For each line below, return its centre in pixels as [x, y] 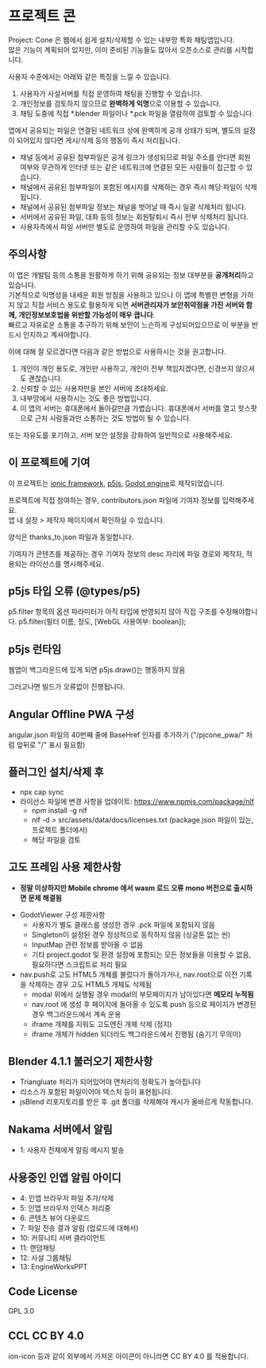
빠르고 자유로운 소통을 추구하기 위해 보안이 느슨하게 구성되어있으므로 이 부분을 [129, 325]
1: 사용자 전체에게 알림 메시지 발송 [72, 1150]
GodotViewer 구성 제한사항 [62, 915]
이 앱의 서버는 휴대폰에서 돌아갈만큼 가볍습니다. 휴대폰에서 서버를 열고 [128, 408]
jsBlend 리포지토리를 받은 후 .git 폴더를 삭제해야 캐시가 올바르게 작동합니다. [136, 1102]
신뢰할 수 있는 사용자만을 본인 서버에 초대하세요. [94, 388]
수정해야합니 [238, 612]
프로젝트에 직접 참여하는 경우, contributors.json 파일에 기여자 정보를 [114, 500]
